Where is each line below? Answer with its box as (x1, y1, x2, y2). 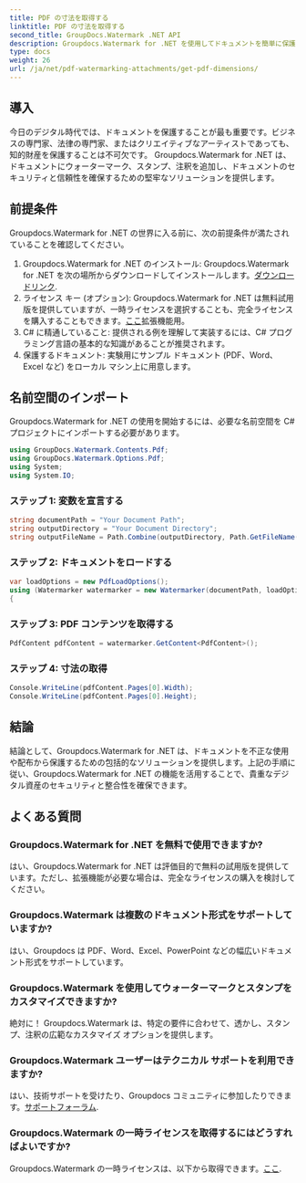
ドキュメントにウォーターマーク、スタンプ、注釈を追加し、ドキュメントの (9, 161, 288, 172)
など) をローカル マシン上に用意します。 (45, 361, 196, 372)
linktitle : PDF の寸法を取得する (9, 22, 126, 31)
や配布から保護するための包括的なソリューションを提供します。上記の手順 (9, 757, 289, 768)
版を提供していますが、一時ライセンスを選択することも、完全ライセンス (22, 303, 294, 315)
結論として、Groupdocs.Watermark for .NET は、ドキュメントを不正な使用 (9, 745, 290, 756)
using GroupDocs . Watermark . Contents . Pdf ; (9, 445, 169, 455)
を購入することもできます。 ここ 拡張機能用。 (22, 315, 189, 326)
